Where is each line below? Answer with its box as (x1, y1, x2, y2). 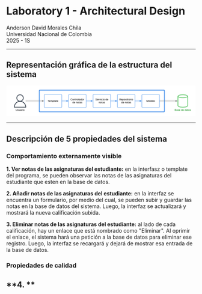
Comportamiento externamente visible (6, 152, 122, 160)
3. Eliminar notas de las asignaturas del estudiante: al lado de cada (6, 221, 176, 228)
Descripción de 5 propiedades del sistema (6, 133, 167, 144)
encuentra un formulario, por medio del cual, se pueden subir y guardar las (6, 197, 192, 204)
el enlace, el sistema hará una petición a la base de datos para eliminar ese (6, 233, 192, 241)
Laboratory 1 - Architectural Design (6, 4, 185, 18)
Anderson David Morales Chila (6, 24, 82, 31)
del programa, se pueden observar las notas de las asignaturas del (6, 172, 172, 179)
